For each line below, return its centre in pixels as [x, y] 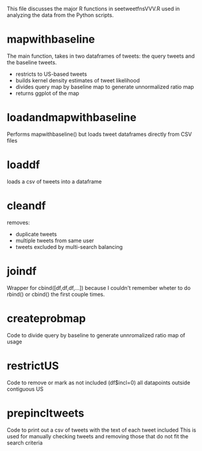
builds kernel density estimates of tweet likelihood [78, 80]
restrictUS [33, 366]
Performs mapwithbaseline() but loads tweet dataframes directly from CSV [99, 134]
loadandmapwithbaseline [72, 118]
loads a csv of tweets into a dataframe [54, 181]
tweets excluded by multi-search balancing [69, 247]
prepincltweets [46, 413]
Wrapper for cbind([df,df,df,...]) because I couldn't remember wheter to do [99, 287]
